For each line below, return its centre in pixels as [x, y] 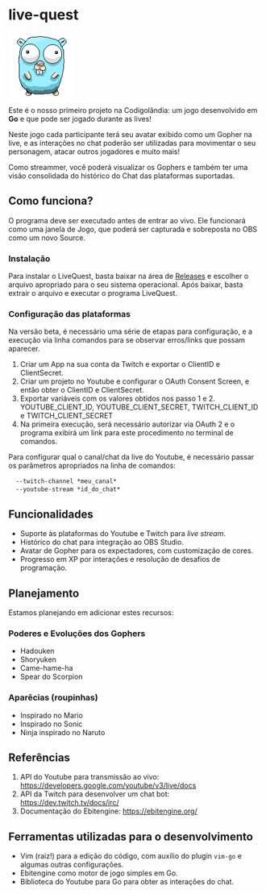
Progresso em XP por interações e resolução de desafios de [120, 559]
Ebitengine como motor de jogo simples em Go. [99, 873]
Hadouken [37, 651]
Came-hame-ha [46, 668]
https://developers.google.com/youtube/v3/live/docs [108, 786]
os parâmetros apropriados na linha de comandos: [92, 466]
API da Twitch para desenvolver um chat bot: [95, 794]
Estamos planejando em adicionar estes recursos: [91, 612]
